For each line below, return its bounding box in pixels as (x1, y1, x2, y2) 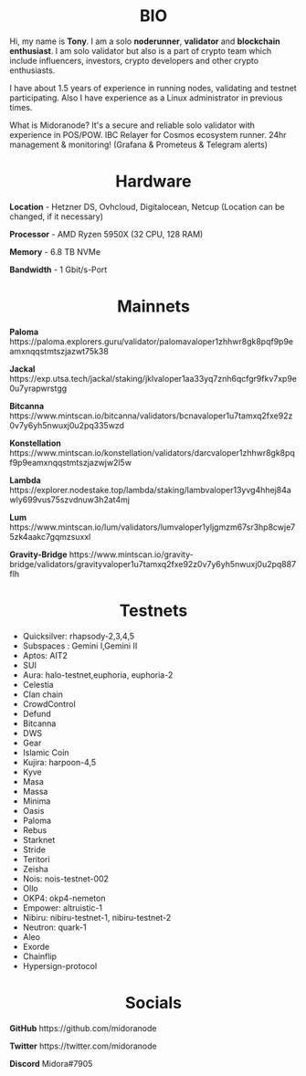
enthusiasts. (9, 65, 56, 76)
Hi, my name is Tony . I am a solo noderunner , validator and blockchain (9, 36, 280, 47)
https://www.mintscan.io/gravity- (69, 549, 194, 560)
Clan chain (22, 689, 64, 700)
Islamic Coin (22, 746, 70, 758)
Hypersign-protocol (22, 960, 98, 971)
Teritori (22, 853, 50, 864)
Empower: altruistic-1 (22, 902, 103, 913)
